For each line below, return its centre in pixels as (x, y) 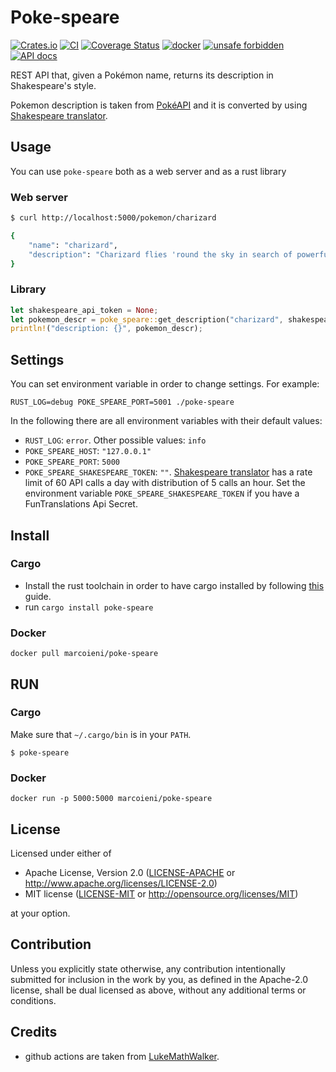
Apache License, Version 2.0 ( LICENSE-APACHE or (130, 872)
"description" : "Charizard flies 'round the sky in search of (160, 254)
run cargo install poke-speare (89, 607)
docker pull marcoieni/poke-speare (84, 654)
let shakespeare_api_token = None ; (84, 310)
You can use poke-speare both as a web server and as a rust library (148, 171)
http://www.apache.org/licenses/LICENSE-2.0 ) (121, 883)
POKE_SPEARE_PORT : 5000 (72, 462)
